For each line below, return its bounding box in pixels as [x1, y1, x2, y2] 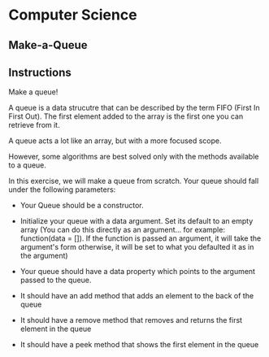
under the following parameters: [8, 185, 116, 194]
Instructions [8, 65, 72, 79]
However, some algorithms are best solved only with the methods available [8, 152, 259, 162]
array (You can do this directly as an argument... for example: [20, 225, 226, 235]
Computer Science [8, 6, 137, 24]
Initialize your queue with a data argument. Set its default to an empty [20, 216, 254, 226]
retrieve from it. [8, 120, 60, 130]
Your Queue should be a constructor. [20, 201, 144, 211]
